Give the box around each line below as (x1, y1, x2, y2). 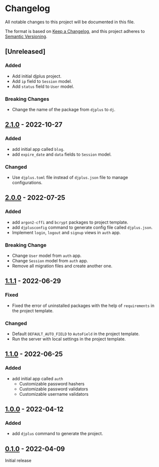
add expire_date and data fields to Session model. (12, 151, 112, 157)
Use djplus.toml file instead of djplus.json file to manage (12, 174, 128, 180)
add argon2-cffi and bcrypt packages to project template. (12, 219, 129, 225)
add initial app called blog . (12, 146, 65, 152)
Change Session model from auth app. (12, 258, 88, 263)
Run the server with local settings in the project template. (12, 336, 126, 342)
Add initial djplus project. (12, 73, 62, 79)
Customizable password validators (19, 386, 88, 392)
